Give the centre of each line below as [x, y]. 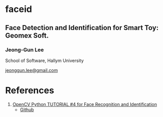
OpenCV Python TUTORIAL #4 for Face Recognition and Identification [85, 104]
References [30, 90]
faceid [19, 9]
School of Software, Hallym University [45, 60]
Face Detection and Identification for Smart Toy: [82, 28]
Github [27, 109]
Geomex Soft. [27, 35]
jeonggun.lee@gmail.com [32, 70]
